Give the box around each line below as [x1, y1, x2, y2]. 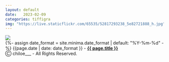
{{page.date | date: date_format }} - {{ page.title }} [12, 45, 118, 51]
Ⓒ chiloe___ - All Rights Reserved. [5, 50, 77, 56]
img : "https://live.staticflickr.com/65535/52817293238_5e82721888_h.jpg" [5, 21, 165, 26]
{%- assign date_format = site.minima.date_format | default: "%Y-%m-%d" [5, 40, 161, 46]
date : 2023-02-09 [5, 12, 46, 17]
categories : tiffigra [5, 16, 51, 21]
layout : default [5, 7, 39, 12]
